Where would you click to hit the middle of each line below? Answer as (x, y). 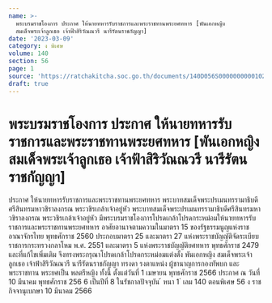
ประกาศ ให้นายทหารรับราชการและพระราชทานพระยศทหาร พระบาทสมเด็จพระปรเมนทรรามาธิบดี (134, 200)
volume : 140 (28, 53)
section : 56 (28, 62)
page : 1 (21, 69)
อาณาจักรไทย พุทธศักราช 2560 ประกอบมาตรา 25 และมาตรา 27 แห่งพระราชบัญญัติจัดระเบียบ (134, 237)
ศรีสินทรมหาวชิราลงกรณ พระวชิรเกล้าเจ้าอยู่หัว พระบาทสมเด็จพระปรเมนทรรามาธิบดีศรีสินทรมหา (134, 209)
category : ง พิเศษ (36, 46)
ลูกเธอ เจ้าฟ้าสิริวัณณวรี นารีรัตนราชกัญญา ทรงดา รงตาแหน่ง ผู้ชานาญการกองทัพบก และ (124, 263)
